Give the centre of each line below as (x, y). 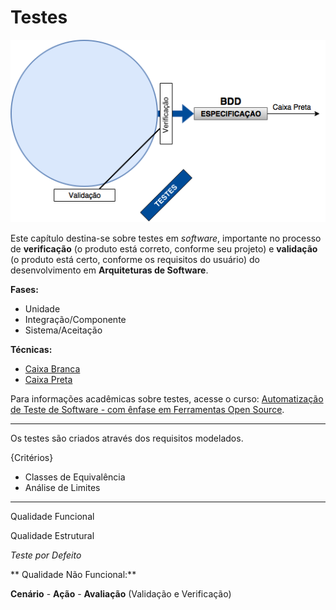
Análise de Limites (62, 488)
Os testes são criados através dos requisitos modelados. (127, 438)
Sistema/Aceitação (63, 330)
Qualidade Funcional (52, 517)
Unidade (42, 309)
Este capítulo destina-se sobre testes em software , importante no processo (166, 238)
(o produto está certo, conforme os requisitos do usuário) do (135, 260)
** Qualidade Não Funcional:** (73, 575)
